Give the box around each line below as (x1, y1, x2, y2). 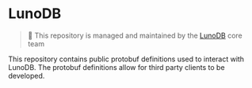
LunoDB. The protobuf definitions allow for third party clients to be (8, 62, 225, 71)
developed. (8, 71, 45, 80)
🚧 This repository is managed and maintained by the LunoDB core (27, 31, 243, 40)
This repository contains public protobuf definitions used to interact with (8, 54, 244, 64)
